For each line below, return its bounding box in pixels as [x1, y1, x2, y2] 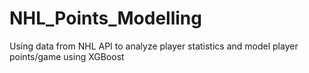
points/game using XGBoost [9, 50, 125, 62]
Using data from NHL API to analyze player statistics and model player [9, 40, 299, 52]
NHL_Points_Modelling [9, 7, 202, 30]
